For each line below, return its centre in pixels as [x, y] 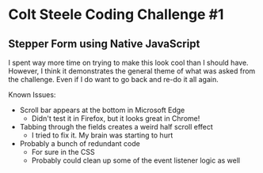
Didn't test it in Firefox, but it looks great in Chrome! [116, 118]
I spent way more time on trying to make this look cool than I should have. [128, 62]
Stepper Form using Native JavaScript [104, 44]
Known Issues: [32, 95]
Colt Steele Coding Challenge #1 [116, 15]
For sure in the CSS [63, 152]
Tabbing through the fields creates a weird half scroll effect [116, 127]
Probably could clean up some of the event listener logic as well [135, 160]
